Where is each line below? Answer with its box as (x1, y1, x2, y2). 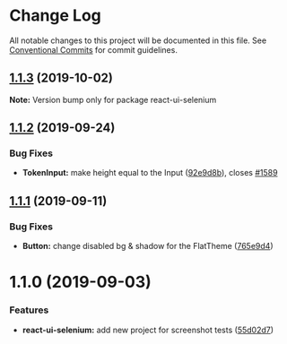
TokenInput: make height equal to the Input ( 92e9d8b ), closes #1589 (22, 168, 278, 178)
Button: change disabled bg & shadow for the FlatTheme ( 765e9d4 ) (22, 241, 274, 252)
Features (9, 304, 49, 316)
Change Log (9, 5, 101, 26)
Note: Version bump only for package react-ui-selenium (9, 94, 217, 105)
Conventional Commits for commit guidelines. (9, 44, 178, 55)
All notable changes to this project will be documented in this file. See (9, 35, 267, 46)
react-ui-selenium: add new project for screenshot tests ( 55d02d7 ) (22, 324, 274, 335)
